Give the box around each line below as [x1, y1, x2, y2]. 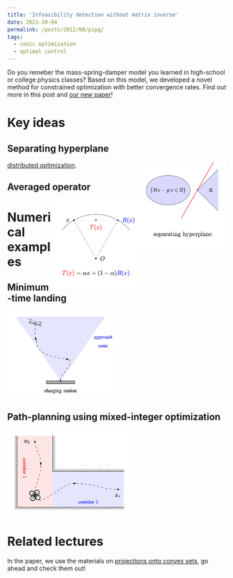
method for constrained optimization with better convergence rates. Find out [7, 83, 227, 91]
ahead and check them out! [7, 564, 86, 572]
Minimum [7, 281, 49, 293]
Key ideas [7, 115, 65, 131]
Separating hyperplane [7, 142, 109, 154]
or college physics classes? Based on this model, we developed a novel [7, 75, 212, 84]
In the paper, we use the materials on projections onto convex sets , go [7, 557, 209, 565]
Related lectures [7, 534, 104, 549]
